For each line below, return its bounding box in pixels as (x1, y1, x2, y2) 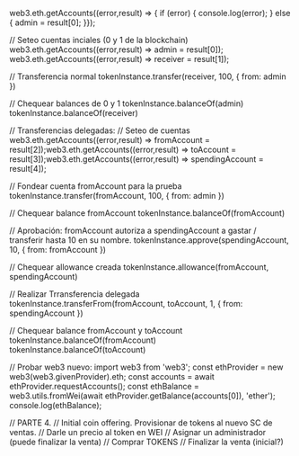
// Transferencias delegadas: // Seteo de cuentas (9, 125, 190, 136)
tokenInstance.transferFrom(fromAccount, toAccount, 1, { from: (9, 299, 243, 308)
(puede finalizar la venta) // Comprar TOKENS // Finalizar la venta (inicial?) (9, 436, 285, 447)
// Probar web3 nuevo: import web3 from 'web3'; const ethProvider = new (9, 362, 284, 372)
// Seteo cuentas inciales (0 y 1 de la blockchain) (9, 35, 189, 45)
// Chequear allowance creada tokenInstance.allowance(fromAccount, (9, 262, 269, 273)
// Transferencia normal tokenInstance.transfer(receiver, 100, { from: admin (9, 71, 286, 82)
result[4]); (9, 164, 47, 174)
